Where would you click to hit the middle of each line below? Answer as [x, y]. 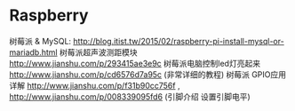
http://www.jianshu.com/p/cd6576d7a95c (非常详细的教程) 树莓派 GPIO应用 [148, 74]
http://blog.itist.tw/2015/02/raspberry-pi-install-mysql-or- [179, 41]
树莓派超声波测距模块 [98, 52]
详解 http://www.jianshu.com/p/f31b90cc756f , [95, 85]
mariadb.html [33, 52]
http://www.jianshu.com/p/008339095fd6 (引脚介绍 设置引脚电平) [130, 96]
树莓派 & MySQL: [40, 41]
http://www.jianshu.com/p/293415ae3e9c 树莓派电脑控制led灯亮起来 [135, 63]
